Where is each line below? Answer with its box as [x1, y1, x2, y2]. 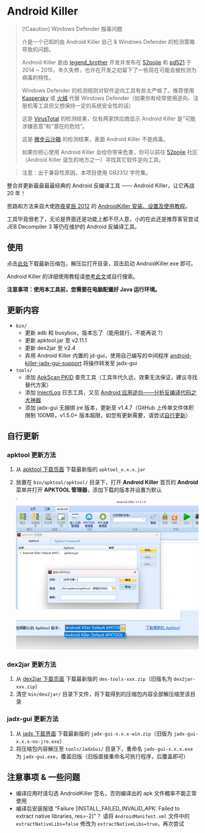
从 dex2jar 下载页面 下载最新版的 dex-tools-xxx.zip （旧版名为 [15, 675, 173, 683]
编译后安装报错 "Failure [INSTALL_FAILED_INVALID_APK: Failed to [15, 804, 180, 812]
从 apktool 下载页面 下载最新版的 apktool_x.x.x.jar [15, 465, 145, 473]
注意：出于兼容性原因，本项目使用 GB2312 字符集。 [21, 169, 151, 176]
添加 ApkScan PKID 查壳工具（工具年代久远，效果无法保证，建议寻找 [24, 373, 198, 381]
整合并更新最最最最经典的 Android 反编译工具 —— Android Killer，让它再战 [7, 181, 195, 189]
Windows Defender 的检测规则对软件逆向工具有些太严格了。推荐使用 [21, 86, 195, 94]
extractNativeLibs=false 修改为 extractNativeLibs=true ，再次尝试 [15, 820, 184, 827]
